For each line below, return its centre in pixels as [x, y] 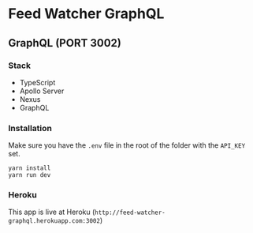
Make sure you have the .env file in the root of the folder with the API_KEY [127, 145]
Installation [30, 128]
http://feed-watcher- [130, 213]
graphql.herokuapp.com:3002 [54, 221]
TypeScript [37, 82]
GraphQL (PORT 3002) [65, 43]
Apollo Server [42, 91]
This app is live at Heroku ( [52, 212]
